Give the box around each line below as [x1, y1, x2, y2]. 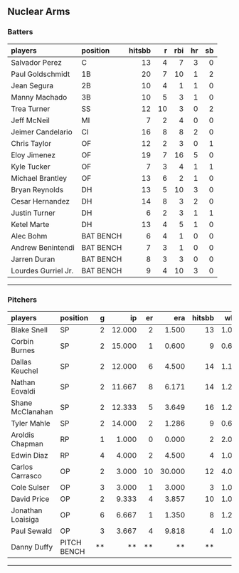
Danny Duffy [11, 542, 53, 552]
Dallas [11, 357, 32, 367]
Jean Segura [11, 80, 54, 90]
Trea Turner [11, 103, 51, 113]
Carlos [11, 462, 33, 472]
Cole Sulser [11, 482, 50, 492]
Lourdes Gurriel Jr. [11, 266, 74, 275]
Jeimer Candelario [11, 127, 73, 137]
